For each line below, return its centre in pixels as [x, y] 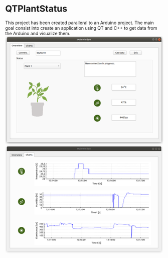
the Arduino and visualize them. [38, 33]
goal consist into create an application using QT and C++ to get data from [81, 28]
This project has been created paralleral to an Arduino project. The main [79, 23]
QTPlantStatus [36, 9]
